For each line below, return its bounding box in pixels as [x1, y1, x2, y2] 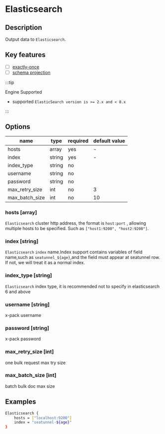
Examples [5, 398, 36, 406]
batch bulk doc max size [5, 383, 55, 389]
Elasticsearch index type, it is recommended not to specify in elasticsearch [5, 283, 160, 289]
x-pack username [5, 312, 41, 318]
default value [93, 137, 125, 144]
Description [5, 23, 42, 32]
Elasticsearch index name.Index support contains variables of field [5, 249, 143, 255]
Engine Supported [5, 89, 42, 95]
